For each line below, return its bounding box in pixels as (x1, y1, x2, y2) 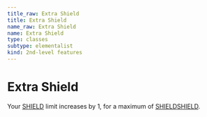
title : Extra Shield (7, 17, 68, 24)
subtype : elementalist (7, 42, 73, 49)
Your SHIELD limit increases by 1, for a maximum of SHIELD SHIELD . (7, 102, 201, 110)
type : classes (7, 36, 49, 43)
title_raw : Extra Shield (7, 10, 79, 17)
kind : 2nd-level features (7, 49, 82, 56)
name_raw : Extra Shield (7, 23, 77, 30)
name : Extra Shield (7, 29, 64, 37)
